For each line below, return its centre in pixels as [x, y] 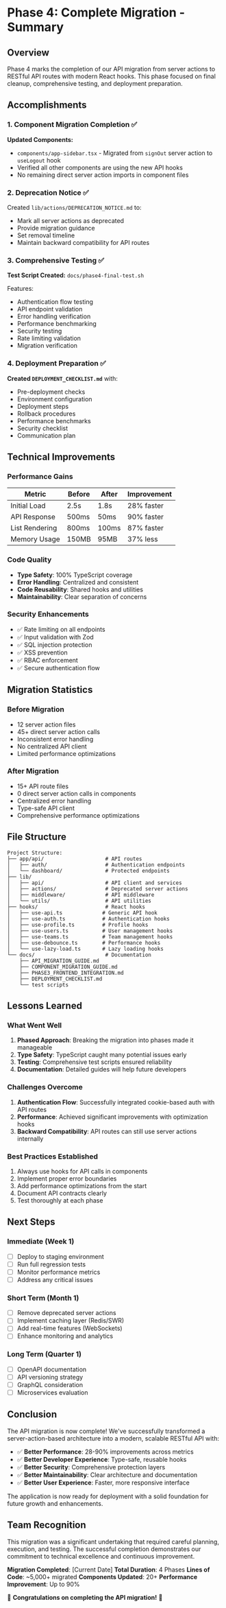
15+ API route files [43, 786]
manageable [35, 1048]
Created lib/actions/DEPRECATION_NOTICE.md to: [74, 207]
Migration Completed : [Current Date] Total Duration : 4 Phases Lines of [109, 1570]
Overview [28, 52]
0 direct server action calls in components [76, 793]
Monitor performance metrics [59, 1272]
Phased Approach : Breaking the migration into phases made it [105, 1040]
